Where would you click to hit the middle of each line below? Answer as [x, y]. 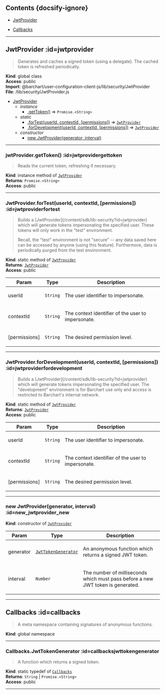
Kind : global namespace [30, 634]
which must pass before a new [118, 579]
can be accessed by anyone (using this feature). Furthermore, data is [87, 245]
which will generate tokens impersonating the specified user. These [86, 225]
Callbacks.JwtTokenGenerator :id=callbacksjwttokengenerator [82, 651]
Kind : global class [24, 76]
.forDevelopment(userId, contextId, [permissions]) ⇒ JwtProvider [93, 127]
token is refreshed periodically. [49, 66]
